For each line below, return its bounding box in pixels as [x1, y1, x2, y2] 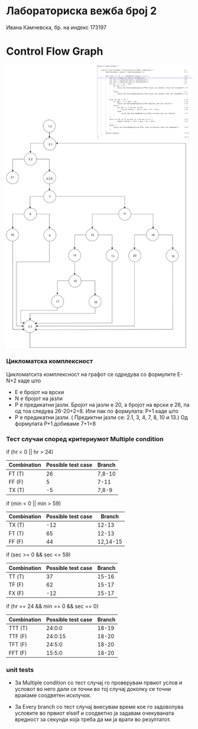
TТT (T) [8, 625, 28, 632]
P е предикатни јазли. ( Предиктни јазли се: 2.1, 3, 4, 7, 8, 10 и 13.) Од [14, 414, 188, 421]
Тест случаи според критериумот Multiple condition [6, 435, 164, 443]
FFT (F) [8, 649, 27, 657]
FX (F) [8, 589, 24, 597]
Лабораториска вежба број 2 [6, 4, 157, 18]
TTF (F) [8, 633, 28, 640]
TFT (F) [8, 641, 28, 648]
